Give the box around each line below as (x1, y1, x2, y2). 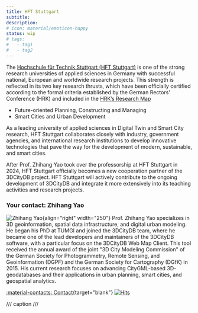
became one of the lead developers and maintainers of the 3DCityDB (6, 234, 174, 241)
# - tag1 (6, 42, 33, 48)
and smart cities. (6, 149, 47, 156)
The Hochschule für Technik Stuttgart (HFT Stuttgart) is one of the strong (6, 63, 185, 71)
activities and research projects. (6, 186, 85, 193)
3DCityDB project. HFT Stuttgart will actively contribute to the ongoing (6, 173, 177, 181)
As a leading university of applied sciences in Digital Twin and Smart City (6, 124, 184, 131)
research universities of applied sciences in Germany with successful (6, 69, 176, 77)
